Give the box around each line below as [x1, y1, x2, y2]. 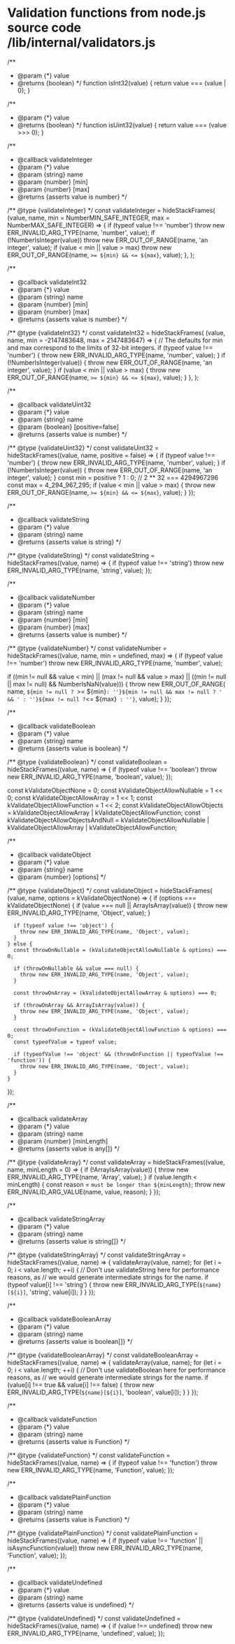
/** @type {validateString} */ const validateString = [7, 551, 155, 559]
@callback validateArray [17, 1114, 88, 1123]
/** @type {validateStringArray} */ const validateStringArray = [7, 1251, 187, 1259]
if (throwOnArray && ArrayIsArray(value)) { [13, 1002, 145, 1009]
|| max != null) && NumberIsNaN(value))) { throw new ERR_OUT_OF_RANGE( [7, 680, 226, 688]
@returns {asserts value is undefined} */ [17, 1601, 134, 1609]
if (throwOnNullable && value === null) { [13, 964, 139, 972]
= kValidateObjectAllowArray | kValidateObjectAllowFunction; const [7, 808, 201, 817]
